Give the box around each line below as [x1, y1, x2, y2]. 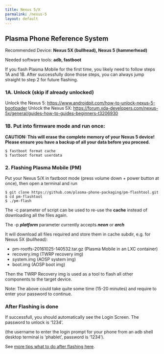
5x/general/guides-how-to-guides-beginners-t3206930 [5, 111, 118, 117]
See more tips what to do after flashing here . [5, 344, 95, 350]
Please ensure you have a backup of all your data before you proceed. [5, 139, 150, 145]
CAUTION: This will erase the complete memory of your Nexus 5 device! [5, 134, 155, 140]
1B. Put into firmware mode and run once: [5, 123, 105, 130]
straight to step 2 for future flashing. [5, 77, 78, 83]
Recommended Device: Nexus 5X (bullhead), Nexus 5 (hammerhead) [5, 47, 148, 53]
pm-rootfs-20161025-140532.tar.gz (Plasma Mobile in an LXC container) [12, 246, 158, 252]
